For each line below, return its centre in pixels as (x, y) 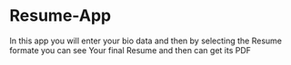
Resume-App (60, 16)
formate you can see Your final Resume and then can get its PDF (130, 50)
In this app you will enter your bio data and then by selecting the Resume (146, 41)
